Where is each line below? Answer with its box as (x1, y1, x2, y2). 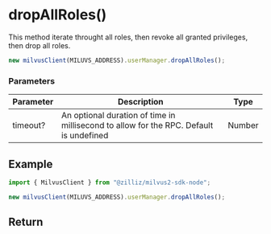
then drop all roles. (8, 40, 71, 50)
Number (227, 120, 259, 131)
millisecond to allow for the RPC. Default (60, 120, 214, 131)
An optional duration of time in (60, 110, 176, 121)
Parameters (8, 75, 55, 86)
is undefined (60, 130, 109, 142)
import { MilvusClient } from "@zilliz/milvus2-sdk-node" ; (8, 179, 211, 187)
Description (117, 96, 164, 108)
